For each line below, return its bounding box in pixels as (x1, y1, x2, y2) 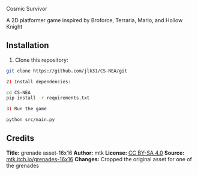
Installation (6, 40, 49, 50)
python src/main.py (6, 117, 55, 123)
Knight (6, 23, 23, 30)
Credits (6, 133, 35, 143)
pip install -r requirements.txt (6, 95, 90, 101)
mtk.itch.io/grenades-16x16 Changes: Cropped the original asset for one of (6, 155, 193, 162)
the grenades (6, 162, 40, 169)
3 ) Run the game (6, 106, 47, 112)
